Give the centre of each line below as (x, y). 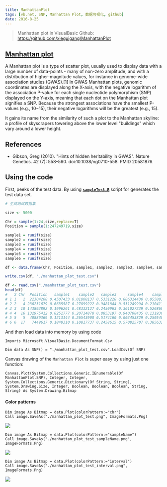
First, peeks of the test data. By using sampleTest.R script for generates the (82, 189)
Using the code (29, 177)
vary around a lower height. (33, 129)
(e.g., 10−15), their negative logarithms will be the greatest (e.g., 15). (89, 109)
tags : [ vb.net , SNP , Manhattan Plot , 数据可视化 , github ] (65, 14)
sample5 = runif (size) (29, 254)
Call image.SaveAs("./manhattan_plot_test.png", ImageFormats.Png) (77, 417)
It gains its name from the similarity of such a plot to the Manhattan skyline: (82, 118)
